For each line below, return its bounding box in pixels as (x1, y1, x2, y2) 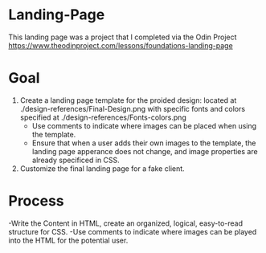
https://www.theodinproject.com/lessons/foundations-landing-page (8, 40, 233, 50)
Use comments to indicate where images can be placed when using (31, 120, 257, 130)
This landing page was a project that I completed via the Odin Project (8, 32, 237, 42)
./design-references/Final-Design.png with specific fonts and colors (19, 104, 246, 113)
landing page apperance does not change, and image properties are (31, 146, 259, 156)
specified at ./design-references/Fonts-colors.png (19, 112, 186, 122)
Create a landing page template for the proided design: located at (19, 95, 237, 105)
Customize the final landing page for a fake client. (19, 163, 185, 173)
